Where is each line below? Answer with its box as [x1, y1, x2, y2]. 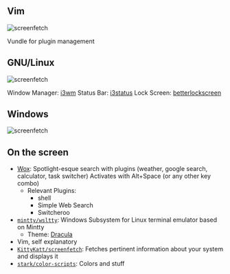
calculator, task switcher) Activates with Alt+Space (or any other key [16, 172, 211, 181]
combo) [16, 179, 40, 187]
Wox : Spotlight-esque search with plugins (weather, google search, [16, 165, 208, 173]
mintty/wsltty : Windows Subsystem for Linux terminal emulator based [16, 216, 218, 224]
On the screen [7, 146, 69, 158]
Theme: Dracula [27, 230, 73, 239]
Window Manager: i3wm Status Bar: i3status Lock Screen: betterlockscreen [7, 89, 222, 97]
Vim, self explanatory [16, 238, 78, 246]
